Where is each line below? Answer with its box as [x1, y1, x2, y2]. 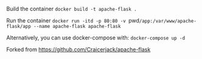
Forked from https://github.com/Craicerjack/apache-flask [6, 46, 151, 53]
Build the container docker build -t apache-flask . [6, 5, 137, 12]
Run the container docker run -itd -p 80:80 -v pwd [6, 17, 140, 24]
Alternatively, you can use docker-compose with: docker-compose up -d [6, 34, 186, 41]
